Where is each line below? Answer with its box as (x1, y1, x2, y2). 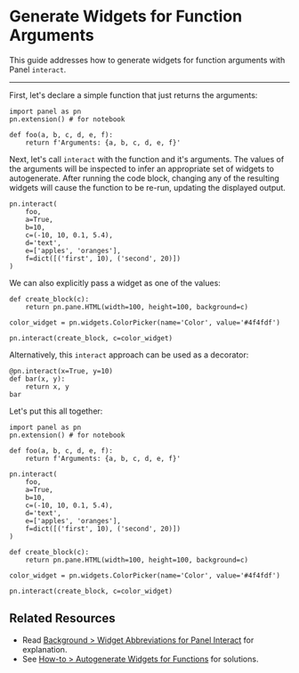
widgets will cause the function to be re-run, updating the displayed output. (9, 182, 287, 193)
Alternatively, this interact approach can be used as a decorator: (9, 349, 249, 360)
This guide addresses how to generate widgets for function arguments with (9, 54, 286, 65)
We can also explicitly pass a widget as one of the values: (9, 277, 221, 288)
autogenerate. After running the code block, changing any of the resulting (9, 172, 280, 184)
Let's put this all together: (9, 406, 103, 416)
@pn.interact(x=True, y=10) (9, 366, 114, 375)
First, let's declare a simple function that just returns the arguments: (9, 89, 258, 100)
